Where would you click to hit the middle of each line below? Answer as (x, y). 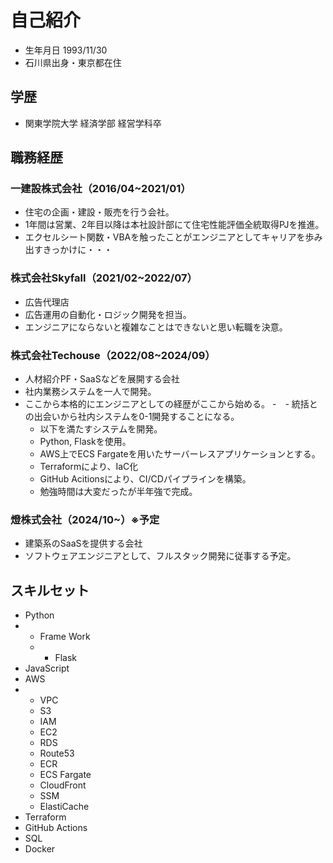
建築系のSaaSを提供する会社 (83, 543)
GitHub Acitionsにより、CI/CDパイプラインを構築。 (145, 479)
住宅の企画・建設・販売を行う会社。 (99, 212)
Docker (40, 849)
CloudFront (63, 785)
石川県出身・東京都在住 (73, 62)
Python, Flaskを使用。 (85, 442)
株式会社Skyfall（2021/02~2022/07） (104, 278)
